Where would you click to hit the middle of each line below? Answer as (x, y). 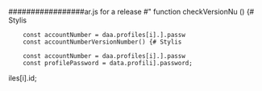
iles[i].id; (23, 78)
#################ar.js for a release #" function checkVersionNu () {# (131, 12)
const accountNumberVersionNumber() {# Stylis (102, 42)
